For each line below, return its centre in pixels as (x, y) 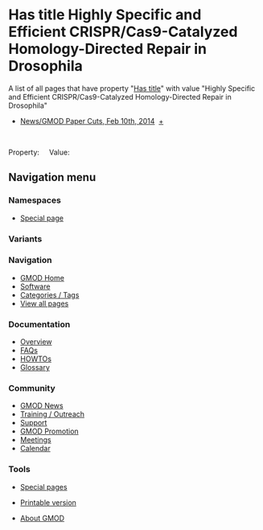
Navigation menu (52, 177)
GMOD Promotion (49, 431)
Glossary (35, 368)
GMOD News (41, 406)
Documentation (39, 324)
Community (32, 388)
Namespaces (35, 200)
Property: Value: (39, 152)
